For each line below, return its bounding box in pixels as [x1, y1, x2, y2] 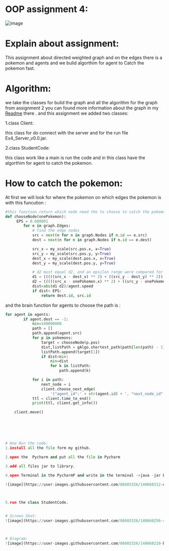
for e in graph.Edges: [23, 223, 71, 229]
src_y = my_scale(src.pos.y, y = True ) [32, 251, 112, 256]
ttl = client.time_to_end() [32, 396, 92, 401]
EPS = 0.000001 [16, 219, 49, 224]
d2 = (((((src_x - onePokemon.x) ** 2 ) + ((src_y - [32, 279, 143, 284]
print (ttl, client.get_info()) [32, 400, 98, 406]
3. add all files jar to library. [5, 463, 75, 469]
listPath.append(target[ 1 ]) [41, 349, 100, 355]
